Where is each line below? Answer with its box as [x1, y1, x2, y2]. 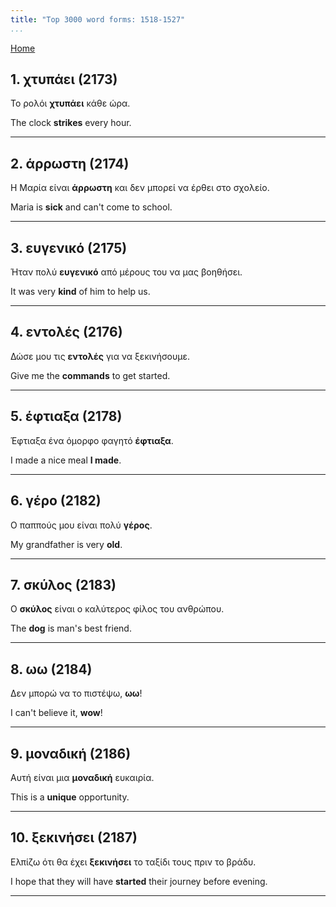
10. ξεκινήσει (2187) [10, 829, 138, 846]
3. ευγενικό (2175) [10, 239, 128, 256]
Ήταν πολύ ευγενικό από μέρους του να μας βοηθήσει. [10, 266, 243, 278]
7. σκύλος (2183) [10, 576, 117, 593]
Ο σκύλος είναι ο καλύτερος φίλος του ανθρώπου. [10, 603, 225, 615]
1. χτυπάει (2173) [10, 71, 118, 88]
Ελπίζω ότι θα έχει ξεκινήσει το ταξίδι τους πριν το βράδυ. [10, 856, 257, 868]
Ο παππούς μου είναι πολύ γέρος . [10, 519, 153, 531]
